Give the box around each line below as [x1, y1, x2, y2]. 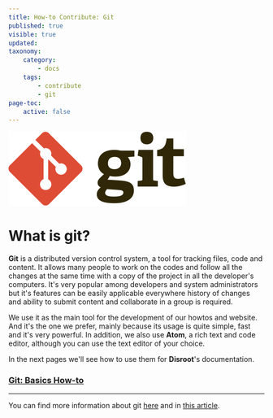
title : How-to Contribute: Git [8, 13, 115, 21]
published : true [8, 21, 63, 30]
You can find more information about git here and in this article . [8, 401, 220, 411]
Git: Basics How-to [8, 375, 84, 386]
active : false [23, 107, 71, 115]
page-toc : [8, 98, 42, 107]
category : [23, 56, 57, 64]
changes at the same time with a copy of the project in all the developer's [8, 271, 254, 281]
